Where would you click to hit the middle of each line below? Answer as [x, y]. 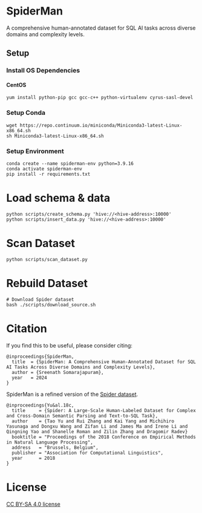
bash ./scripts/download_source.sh [51, 305]
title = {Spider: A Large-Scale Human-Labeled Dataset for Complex [104, 410]
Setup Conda [26, 113]
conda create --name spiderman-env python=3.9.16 [70, 164]
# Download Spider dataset [40, 299]
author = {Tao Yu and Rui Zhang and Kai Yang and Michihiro [93, 421]
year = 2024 [29, 378]
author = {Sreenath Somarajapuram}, [58, 372]
